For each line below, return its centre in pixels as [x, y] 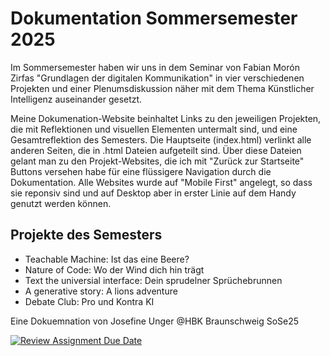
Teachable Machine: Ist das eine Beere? [107, 259]
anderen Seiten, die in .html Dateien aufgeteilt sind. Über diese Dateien [156, 150]
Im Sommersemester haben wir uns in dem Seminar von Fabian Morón [155, 67]
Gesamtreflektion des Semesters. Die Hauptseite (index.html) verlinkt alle [161, 139]
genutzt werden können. [61, 203]
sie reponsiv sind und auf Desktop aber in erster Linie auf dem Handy [153, 193]
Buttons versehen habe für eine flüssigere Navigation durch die [141, 171]
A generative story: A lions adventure [101, 291]
